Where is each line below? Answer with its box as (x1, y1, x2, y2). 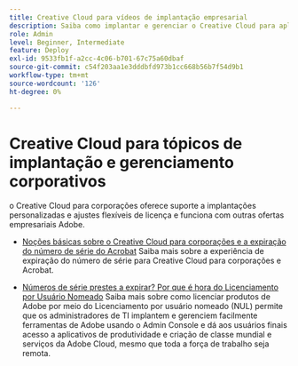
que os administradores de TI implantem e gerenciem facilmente (21, 310, 258, 321)
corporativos (9, 171, 106, 191)
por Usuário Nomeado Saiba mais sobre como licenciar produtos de (21, 291, 271, 302)
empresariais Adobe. (9, 219, 86, 230)
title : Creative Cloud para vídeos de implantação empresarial (9, 12, 248, 22)
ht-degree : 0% (9, 87, 62, 96)
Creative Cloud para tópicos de (9, 133, 243, 154)
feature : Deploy (9, 46, 69, 55)
